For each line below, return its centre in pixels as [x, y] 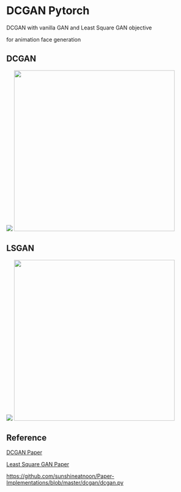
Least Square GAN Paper [38, 464]
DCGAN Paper [24, 452]
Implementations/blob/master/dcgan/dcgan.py [65, 483]
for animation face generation [44, 39]
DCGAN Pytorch [48, 11]
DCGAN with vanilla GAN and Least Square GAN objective [79, 28]
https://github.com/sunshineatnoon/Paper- [61, 476]
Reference [27, 438]
